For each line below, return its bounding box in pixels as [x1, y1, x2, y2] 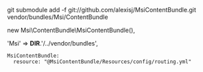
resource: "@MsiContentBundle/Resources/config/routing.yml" [13, 58, 192, 65]
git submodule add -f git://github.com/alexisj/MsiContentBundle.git [7, 6, 197, 14]
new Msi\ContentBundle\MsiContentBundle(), [7, 26, 135, 34]
